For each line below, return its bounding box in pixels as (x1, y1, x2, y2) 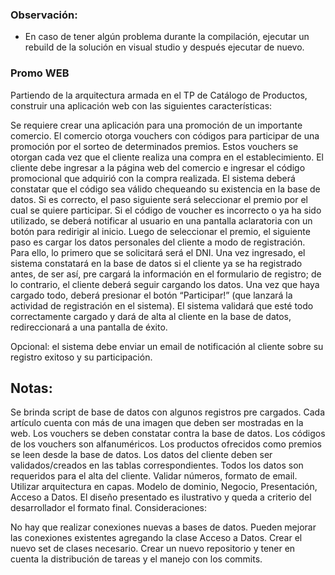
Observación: (10, 8, 78, 22)
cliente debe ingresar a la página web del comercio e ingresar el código (10, 161, 306, 173)
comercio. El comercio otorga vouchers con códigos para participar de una (10, 129, 320, 142)
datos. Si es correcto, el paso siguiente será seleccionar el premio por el (10, 193, 308, 205)
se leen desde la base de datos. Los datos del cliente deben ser (10, 449, 273, 461)
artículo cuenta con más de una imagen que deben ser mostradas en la (10, 417, 304, 429)
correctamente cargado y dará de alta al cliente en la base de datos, (10, 310, 292, 322)
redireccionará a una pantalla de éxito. (10, 321, 168, 333)
